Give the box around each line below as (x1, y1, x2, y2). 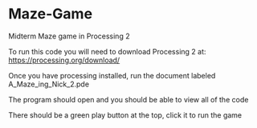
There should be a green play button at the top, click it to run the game (8, 110, 243, 120)
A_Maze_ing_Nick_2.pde (8, 79, 90, 89)
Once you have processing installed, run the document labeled (8, 70, 216, 80)
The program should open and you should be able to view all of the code (8, 94, 249, 104)
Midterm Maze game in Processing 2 (8, 31, 130, 41)
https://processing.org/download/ (8, 55, 120, 65)
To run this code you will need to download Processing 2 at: (8, 46, 206, 56)
